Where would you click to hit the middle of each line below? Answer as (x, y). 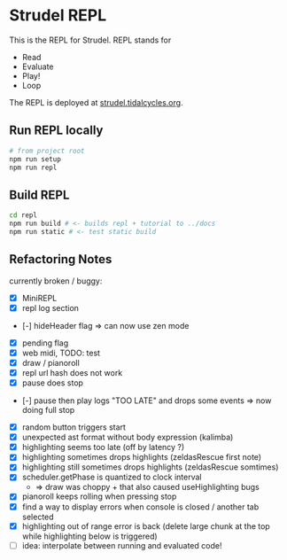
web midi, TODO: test (61, 353)
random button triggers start (74, 427)
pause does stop (53, 383)
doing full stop (48, 410)
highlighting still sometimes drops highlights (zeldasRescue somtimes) (150, 467)
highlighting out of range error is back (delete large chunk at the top (146, 526)
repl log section (50, 307)
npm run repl (33, 167)
